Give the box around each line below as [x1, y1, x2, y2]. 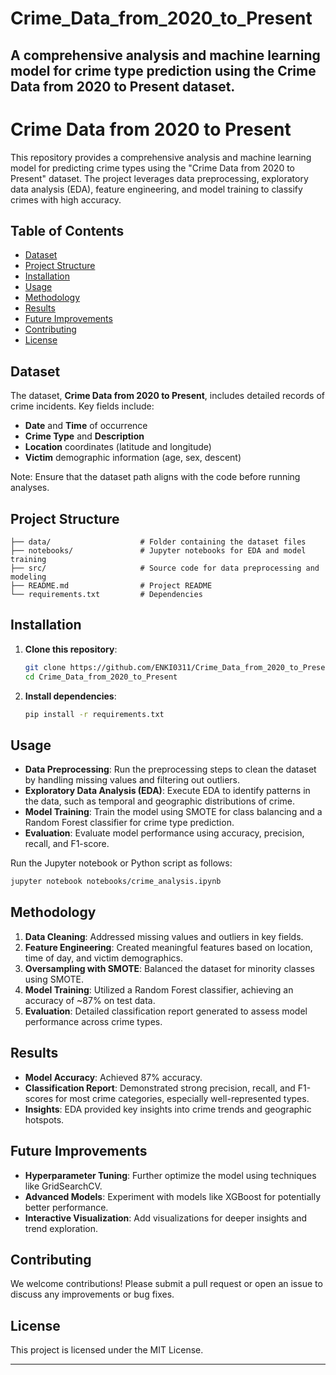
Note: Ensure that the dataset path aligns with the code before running [10, 471, 301, 483]
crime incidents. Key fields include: [10, 400, 155, 412]
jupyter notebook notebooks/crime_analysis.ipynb [10, 877, 222, 887]
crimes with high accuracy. [10, 193, 122, 206]
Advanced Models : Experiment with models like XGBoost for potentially [24, 1190, 322, 1202]
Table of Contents [10, 222, 125, 239]
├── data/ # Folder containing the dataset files [10, 537, 307, 547]
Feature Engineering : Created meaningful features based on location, [24, 941, 313, 953]
